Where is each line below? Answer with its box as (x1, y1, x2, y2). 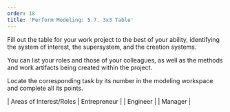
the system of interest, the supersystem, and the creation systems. (7, 43, 197, 51)
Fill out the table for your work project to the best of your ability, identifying (7, 35, 220, 43)
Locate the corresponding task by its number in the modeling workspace (7, 76, 213, 85)
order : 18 (7, 10, 36, 17)
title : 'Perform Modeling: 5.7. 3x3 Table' (7, 16, 134, 23)
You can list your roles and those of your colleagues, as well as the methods (7, 56, 223, 64)
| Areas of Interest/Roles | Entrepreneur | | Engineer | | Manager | (7, 97, 191, 105)
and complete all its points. (7, 84, 84, 92)
